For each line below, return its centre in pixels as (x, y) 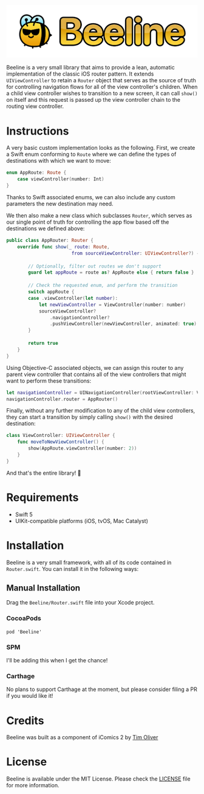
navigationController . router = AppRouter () (62, 399)
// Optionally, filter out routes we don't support (95, 266)
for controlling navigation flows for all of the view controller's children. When (102, 87)
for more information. (33, 785)
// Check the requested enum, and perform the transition (103, 285)
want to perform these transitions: (49, 381)
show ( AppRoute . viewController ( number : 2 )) (83, 448)
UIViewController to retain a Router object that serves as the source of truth (101, 80)
